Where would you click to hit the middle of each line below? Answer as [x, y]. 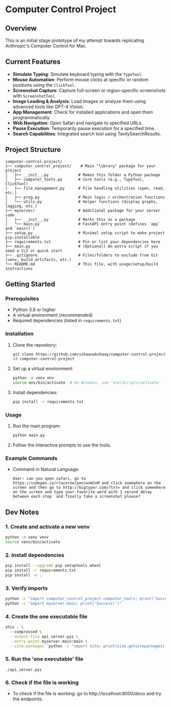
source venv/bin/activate [33, 542]
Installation [20, 334]
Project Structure [33, 150]
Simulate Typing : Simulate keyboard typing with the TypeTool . [78, 74]
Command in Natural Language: [46, 469]
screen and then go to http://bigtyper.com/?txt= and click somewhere [89, 488]
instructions [19, 269]
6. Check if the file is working [42, 683]
